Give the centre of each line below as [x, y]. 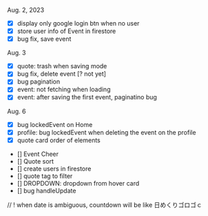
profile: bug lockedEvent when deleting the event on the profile [106, 132]
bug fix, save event [44, 39]
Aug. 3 [17, 53]
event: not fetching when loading [64, 90]
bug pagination [39, 81]
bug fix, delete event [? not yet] [62, 74]
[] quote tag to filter [45, 176]
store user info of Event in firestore [66, 31]
